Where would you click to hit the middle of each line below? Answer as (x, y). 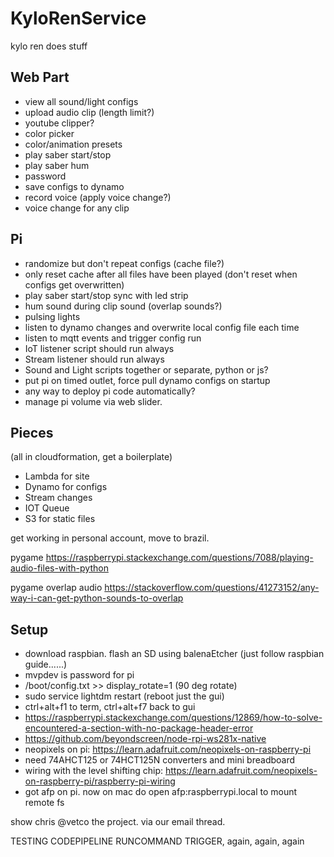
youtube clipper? (59, 123)
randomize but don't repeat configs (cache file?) (124, 263)
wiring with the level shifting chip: (94, 771)
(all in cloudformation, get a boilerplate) (91, 457)
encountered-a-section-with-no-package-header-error (139, 728)
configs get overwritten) (74, 284)
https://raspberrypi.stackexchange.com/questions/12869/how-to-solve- (173, 718)
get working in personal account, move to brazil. (110, 538)
